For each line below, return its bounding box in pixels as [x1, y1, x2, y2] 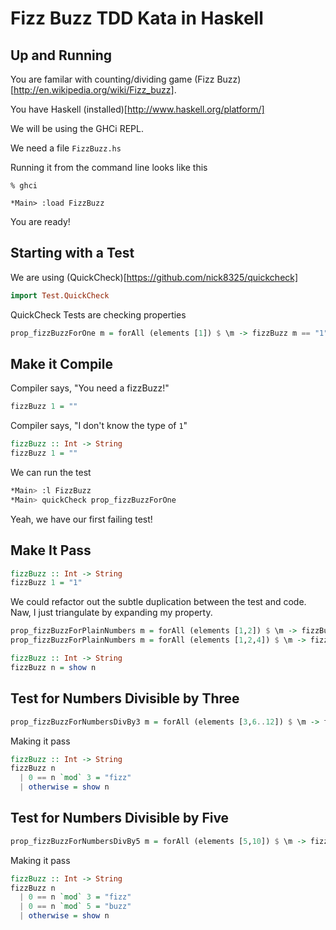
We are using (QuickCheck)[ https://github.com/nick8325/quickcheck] [10, 271, 299, 283]
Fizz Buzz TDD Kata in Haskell [10, 7, 264, 30]
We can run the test [10, 467, 92, 478]
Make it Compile [10, 355, 114, 372]
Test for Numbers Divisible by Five [10, 810, 230, 827]
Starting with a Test [10, 245, 135, 262]
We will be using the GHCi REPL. [10, 123, 144, 134]
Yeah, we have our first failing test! [10, 513, 153, 525]
